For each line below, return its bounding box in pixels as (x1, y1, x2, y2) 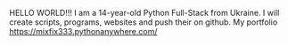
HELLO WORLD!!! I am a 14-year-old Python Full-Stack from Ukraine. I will (9, 8, 280, 18)
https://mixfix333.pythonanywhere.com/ (9, 26, 158, 36)
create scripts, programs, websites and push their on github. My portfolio (9, 17, 278, 27)
